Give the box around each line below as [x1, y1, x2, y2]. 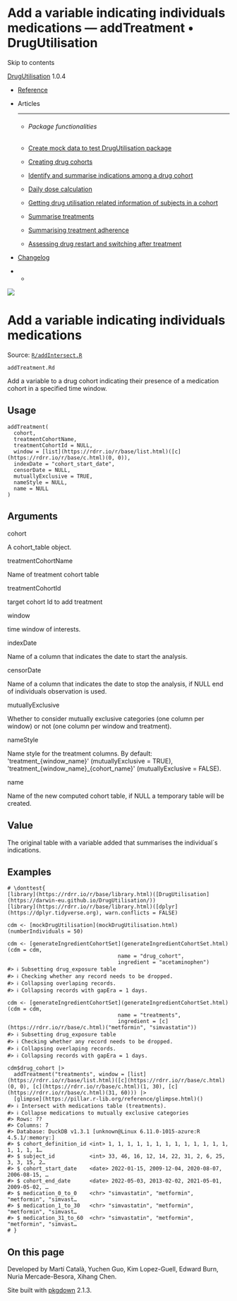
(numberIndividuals [7, 928, 65, 936]
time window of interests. [7, 624, 81, 633]
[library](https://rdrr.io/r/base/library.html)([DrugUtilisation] [7, 891, 210, 898]
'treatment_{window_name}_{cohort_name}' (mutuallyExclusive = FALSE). [7, 764, 221, 773]
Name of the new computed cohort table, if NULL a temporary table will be [7, 792, 224, 800]
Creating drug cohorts [28, 157, 93, 167]
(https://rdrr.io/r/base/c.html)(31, [7, 1089, 119, 1096]
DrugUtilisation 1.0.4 [7, 72, 66, 80]
